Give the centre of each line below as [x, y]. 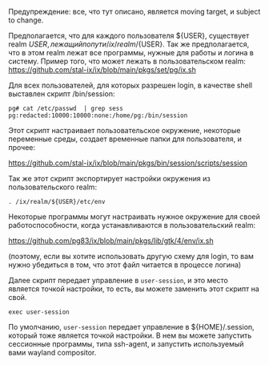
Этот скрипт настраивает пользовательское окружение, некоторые [125, 130]
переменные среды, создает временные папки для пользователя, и [125, 139]
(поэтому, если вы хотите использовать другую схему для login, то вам [131, 256]
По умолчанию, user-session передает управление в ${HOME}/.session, [131, 327]
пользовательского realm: [53, 187]
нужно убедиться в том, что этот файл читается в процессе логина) [125, 265]
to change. [26, 20]
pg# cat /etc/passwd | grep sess [66, 108]
